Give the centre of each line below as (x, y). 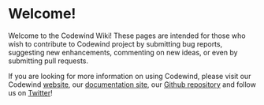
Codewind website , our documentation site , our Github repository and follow (132, 84)
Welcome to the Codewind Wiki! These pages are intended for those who (127, 36)
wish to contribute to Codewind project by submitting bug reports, (115, 43)
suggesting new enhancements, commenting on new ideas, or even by (123, 52)
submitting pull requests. (48, 61)
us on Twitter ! (30, 92)
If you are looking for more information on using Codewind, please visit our (130, 76)
